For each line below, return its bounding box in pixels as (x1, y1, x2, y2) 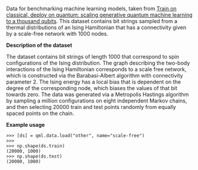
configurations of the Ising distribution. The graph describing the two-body (6, 59, 190, 66)
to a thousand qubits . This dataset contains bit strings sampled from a (6, 18, 178, 24)
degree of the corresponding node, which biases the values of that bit (6, 85, 178, 91)
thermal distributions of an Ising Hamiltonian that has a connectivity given (6, 24, 187, 31)
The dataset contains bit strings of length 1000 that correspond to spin (6, 53, 180, 60)
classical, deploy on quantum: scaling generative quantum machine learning (6, 11, 193, 18)
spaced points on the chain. (6, 110, 74, 117)
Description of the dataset (6, 41, 73, 49)
